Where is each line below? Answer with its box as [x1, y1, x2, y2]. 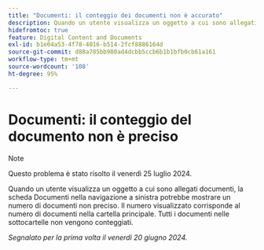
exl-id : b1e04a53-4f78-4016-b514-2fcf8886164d [8, 41, 163, 49]
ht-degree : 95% [8, 70, 58, 78]
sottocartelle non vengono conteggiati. [8, 217, 134, 226]
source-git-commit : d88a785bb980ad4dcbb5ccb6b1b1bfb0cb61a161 [8, 48, 216, 56]
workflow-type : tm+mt [8, 56, 79, 64]
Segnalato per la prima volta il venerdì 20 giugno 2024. [8, 233, 188, 242]
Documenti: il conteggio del [8, 111, 192, 128]
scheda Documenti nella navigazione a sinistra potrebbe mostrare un [8, 192, 231, 201]
